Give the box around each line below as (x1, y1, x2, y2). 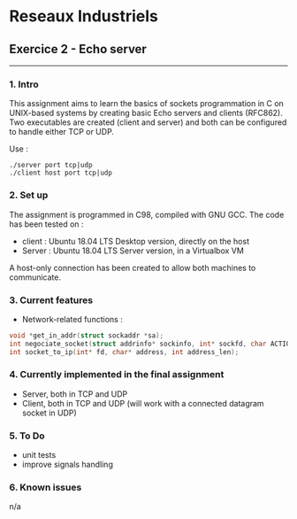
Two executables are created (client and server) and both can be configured (9, 117, 287, 128)
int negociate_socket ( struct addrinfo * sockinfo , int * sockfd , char (9, 339, 267, 348)
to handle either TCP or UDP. (9, 127, 115, 137)
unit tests (21, 450, 57, 461)
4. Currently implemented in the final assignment (9, 368, 225, 381)
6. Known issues (9, 481, 82, 493)
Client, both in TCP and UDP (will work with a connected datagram (21, 398, 264, 408)
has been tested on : (9, 219, 84, 229)
